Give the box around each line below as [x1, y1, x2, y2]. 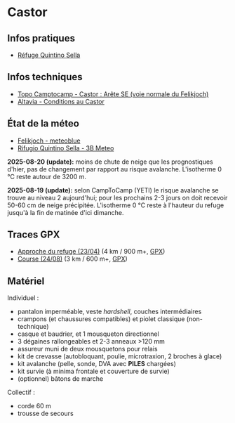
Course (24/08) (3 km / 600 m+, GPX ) [17, 254, 128, 263]
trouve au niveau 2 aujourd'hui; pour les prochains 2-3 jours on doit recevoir [7, 193, 228, 202]
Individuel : [7, 294, 39, 302]
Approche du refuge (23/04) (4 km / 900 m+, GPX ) [17, 247, 166, 256]
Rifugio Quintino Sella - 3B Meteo [17, 143, 114, 152]
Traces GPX [7, 229, 60, 241]
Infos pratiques [7, 32, 76, 44]
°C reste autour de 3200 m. [7, 172, 86, 181]
